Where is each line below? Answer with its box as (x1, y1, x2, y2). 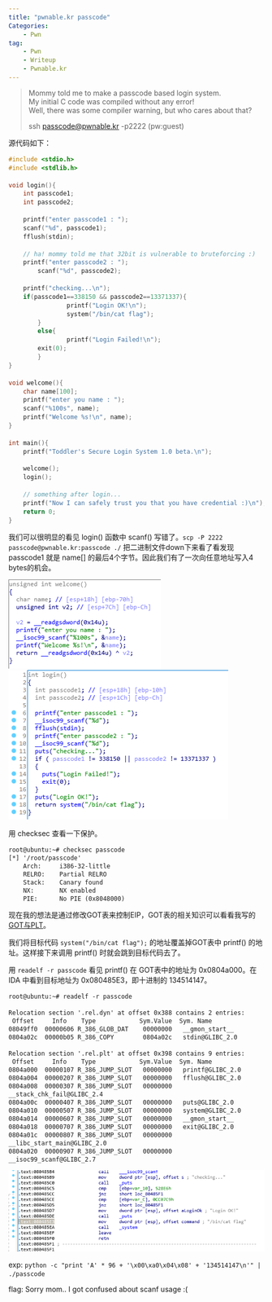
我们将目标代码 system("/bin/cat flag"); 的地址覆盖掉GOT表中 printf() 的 (8, 937, 256, 947)
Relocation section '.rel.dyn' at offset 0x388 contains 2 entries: (8, 1009, 245, 1017)
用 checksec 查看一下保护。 (8, 828, 102, 838)
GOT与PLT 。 (8, 920, 51, 930)
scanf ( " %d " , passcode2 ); (37, 267, 122, 275)
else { (37, 327, 57, 336)
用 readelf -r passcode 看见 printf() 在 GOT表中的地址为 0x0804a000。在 (8, 965, 257, 974)
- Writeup (23, 56, 57, 64)
